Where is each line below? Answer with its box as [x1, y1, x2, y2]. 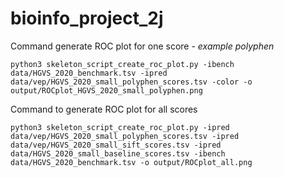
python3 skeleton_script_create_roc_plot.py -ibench [10, 59, 235, 69]
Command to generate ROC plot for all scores [10, 103, 198, 115]
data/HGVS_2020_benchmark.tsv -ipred [10, 68, 168, 78]
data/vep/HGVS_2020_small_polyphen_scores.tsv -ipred [10, 131, 240, 141]
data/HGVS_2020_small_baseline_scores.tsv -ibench [10, 148, 226, 159]
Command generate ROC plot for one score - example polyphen [10, 40, 275, 52]
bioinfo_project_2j [10, 7, 164, 30]
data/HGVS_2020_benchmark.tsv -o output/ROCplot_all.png [10, 157, 253, 167]
